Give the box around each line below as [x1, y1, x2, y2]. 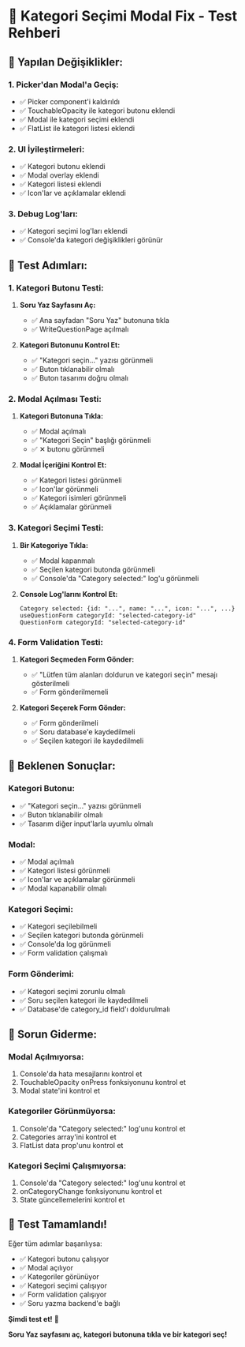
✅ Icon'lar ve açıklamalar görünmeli [19, 875, 135, 884]
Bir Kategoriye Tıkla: [19, 540, 89, 550]
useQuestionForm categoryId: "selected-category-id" [19, 611, 197, 619]
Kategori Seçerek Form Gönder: [19, 703, 126, 713]
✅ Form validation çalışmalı [19, 948, 108, 958]
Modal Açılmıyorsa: [8, 1051, 84, 1062]
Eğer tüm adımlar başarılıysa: [8, 1239, 102, 1248]
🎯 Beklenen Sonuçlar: [8, 760, 116, 773]
